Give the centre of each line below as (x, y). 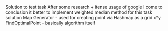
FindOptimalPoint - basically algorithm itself (50, 23)
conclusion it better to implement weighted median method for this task (79, 12)
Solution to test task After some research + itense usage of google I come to (84, 7)
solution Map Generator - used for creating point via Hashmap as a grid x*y (83, 18)
